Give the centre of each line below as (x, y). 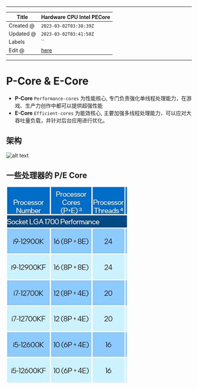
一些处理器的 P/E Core (47, 176)
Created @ (22, 25)
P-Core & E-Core (47, 81)
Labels (17, 42)
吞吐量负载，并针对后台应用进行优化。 (61, 120)
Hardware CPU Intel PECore (76, 17)
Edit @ (16, 50)
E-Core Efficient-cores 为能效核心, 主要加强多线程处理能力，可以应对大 (103, 113)
